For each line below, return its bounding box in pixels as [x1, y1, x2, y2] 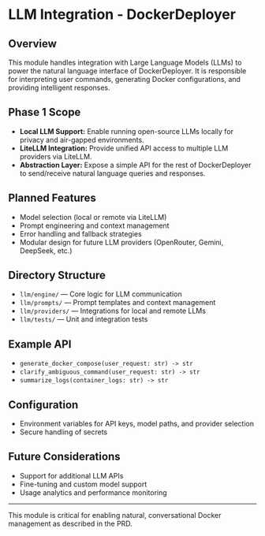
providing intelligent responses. [8, 83, 110, 92]
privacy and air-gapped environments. [19, 135, 144, 144]
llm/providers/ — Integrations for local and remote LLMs [19, 306, 207, 316]
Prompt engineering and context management [19, 221, 170, 230]
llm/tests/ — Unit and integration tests [19, 315, 148, 324]
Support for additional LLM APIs [19, 471, 124, 480]
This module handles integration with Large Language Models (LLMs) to [8, 58, 242, 67]
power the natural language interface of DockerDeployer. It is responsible [8, 66, 247, 76]
